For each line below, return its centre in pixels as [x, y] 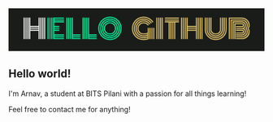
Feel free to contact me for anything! [70, 109]
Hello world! [40, 74]
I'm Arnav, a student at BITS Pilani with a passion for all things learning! [128, 94]
